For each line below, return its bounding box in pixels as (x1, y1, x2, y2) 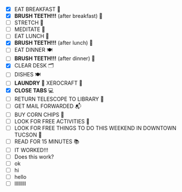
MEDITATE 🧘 (14, 26, 45, 33)
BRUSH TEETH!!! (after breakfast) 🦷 (14, 13, 103, 20)
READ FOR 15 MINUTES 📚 (14, 138, 80, 145)
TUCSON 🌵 (14, 131, 42, 138)
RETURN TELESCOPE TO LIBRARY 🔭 (14, 95, 104, 103)
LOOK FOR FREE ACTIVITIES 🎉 (14, 117, 90, 125)
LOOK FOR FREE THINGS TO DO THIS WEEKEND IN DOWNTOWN (14, 124, 177, 131)
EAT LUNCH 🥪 (14, 33, 50, 40)
